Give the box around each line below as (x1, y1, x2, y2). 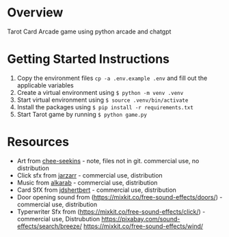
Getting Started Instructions (7, 51, 170, 67)
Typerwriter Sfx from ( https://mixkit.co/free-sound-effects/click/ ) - (16, 207, 206, 216)
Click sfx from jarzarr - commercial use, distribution (16, 171, 163, 179)
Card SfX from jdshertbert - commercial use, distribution (16, 186, 176, 194)
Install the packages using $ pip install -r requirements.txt (16, 102, 193, 111)
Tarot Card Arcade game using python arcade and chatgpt (7, 27, 172, 36)
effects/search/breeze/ (16, 222, 82, 230)
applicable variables (16, 81, 74, 89)
